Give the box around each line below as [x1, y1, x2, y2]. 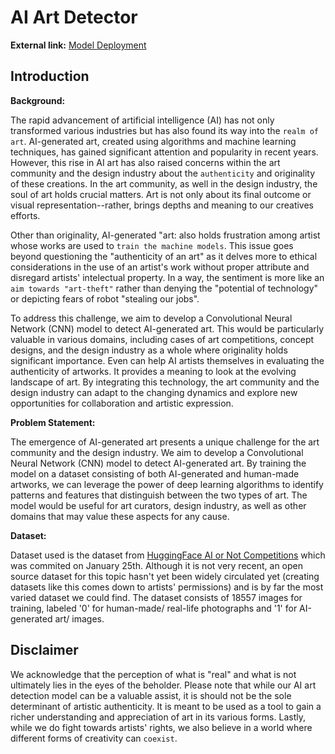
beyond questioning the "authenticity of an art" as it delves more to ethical [10, 250, 318, 262]
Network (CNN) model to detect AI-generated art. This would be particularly [10, 322, 325, 335]
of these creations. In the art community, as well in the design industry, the [10, 177, 318, 190]
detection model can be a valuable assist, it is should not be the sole [10, 689, 292, 701]
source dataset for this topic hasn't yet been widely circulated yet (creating [10, 570, 320, 582]
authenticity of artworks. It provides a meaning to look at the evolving [10, 365, 297, 377]
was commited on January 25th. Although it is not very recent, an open [10, 559, 304, 571]
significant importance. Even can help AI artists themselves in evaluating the [10, 354, 325, 366]
